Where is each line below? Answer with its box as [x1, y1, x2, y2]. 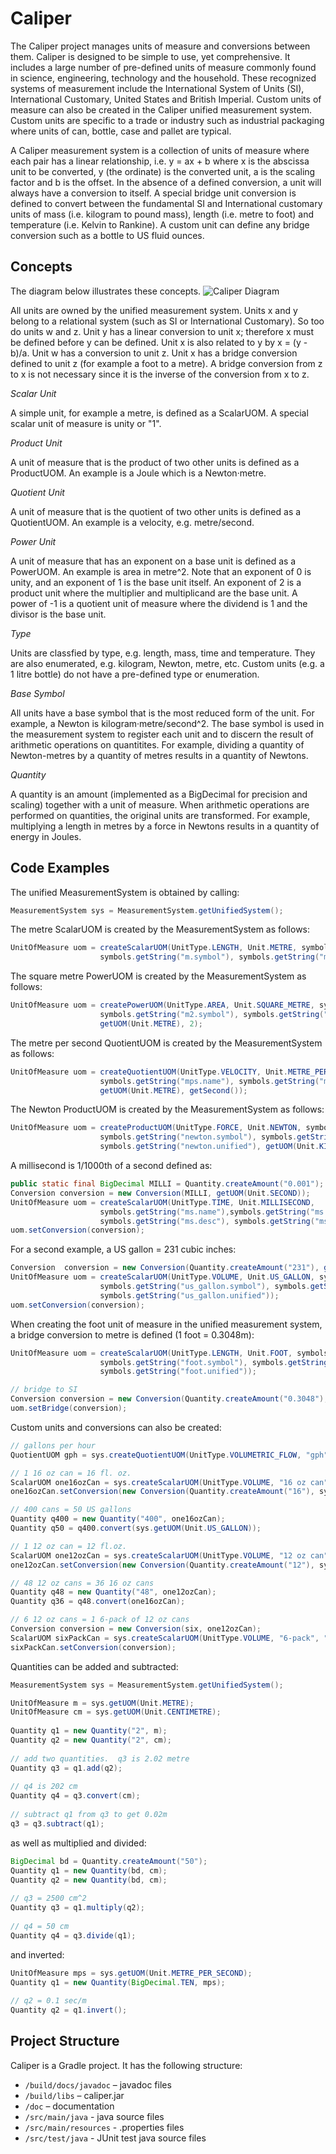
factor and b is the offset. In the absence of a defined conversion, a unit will [10, 176, 322, 188]
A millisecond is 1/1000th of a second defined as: [10, 1160, 213, 1172]
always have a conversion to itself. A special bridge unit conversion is [10, 187, 297, 199]
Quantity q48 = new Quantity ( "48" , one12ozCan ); [10, 1587, 217, 1597]
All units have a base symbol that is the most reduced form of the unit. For [10, 707, 315, 719]
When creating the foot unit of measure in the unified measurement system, [10, 1318, 323, 1330]
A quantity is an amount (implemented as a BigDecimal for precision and [10, 788, 308, 800]
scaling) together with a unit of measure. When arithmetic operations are [10, 798, 310, 811]
